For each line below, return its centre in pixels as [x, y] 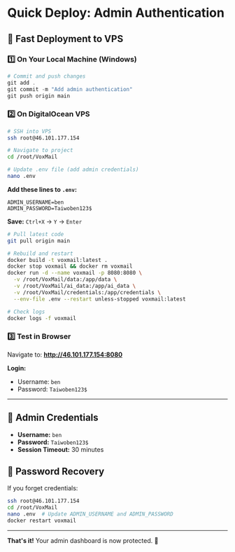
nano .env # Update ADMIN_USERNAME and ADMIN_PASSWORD [90, 514]
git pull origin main [39, 241]
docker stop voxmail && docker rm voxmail [70, 267]
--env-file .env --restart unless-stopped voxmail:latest [100, 299]
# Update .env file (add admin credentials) [73, 170]
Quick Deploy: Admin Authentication [116, 13]
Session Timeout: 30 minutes [60, 449]
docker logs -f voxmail [42, 318]
